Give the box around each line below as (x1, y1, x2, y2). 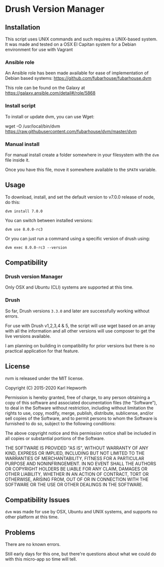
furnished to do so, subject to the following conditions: (5, 420, 116, 427)
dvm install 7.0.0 (5, 208, 43, 214)
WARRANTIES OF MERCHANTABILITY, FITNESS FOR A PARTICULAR (5, 455, 144, 461)
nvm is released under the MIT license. (5, 375, 84, 381)
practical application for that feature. (5, 348, 79, 354)
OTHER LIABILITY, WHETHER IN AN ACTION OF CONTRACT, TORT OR (5, 471, 149, 477)
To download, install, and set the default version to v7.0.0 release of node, (5, 194, 155, 200)
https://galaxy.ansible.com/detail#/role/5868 (5, 90, 96, 96)
